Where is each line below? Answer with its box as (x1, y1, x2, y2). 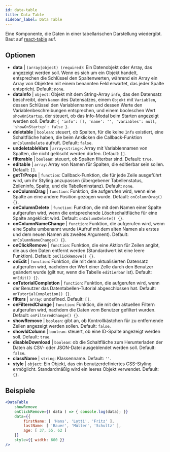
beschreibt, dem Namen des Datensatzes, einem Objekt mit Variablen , (12, 97, 157, 103)
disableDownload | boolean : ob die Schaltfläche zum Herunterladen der (12, 339, 163, 345)
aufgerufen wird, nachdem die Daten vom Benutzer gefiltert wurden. (12, 307, 156, 313)
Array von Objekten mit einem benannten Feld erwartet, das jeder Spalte (12, 81, 164, 87)
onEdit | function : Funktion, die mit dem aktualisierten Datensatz (12, 258, 148, 264)
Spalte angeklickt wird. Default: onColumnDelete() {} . (12, 215, 124, 221)
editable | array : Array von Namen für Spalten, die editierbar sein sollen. (12, 161, 164, 167)
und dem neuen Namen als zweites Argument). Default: (12, 231, 129, 237)
